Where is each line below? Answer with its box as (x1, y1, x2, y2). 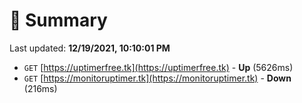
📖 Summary (9, 9, 108, 32)
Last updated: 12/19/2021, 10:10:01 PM (9, 42, 171, 54)
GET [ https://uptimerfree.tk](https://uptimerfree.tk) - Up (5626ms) (23, 61, 294, 73)
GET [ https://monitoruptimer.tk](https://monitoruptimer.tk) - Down (23, 72, 292, 84)
